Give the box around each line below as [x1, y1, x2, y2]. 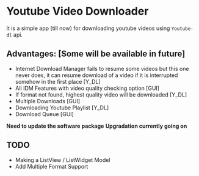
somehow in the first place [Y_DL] [15, 78, 101, 85]
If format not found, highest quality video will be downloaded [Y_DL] [15, 90, 187, 98]
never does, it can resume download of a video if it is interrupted [15, 71, 178, 79]
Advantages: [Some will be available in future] [6, 49, 186, 59]
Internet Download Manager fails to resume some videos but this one [15, 65, 189, 72]
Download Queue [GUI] [15, 110, 74, 117]
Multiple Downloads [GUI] [15, 97, 81, 105]
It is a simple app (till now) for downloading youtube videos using [6, 24, 170, 32]
